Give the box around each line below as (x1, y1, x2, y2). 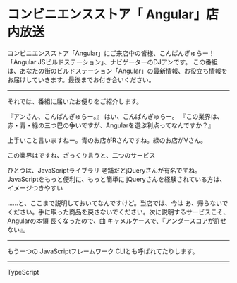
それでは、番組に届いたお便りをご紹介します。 (7, 97, 143, 105)
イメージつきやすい (7, 183, 63, 192)
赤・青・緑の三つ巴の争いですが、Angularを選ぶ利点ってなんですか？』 (7, 121, 215, 129)
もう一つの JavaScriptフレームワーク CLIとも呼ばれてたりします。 (7, 247, 199, 255)
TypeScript (7, 267, 39, 276)
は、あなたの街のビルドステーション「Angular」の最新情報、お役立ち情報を (7, 67, 228, 75)
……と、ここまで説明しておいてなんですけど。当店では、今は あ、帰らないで (7, 199, 229, 207)
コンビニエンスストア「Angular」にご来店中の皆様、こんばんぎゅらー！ (7, 49, 215, 57)
